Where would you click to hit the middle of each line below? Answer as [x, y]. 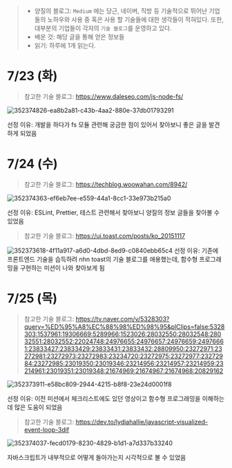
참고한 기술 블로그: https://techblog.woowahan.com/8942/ [106, 184]
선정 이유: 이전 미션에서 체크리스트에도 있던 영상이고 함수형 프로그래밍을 [104, 398]
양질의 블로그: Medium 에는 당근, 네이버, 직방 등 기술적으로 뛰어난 [121, 11]
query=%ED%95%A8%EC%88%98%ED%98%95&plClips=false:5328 [124, 326]
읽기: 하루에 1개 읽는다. [65, 45]
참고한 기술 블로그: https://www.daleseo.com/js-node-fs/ [104, 96]
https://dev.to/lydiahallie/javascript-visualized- [142, 422]
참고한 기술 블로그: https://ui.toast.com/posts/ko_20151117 [105, 235]
